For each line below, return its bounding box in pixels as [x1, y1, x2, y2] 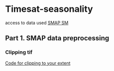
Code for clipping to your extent [5, 60, 71, 66]
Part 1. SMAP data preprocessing [5, 34, 110, 42]
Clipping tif [5, 49, 33, 56]
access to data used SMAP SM [5, 20, 69, 26]
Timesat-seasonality [5, 3, 93, 15]
